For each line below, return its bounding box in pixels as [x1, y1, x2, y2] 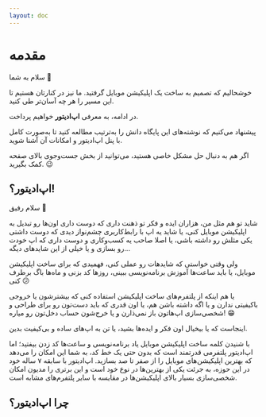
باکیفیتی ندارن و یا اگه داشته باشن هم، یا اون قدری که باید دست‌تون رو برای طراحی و [9, 299, 259, 310]
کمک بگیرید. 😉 [9, 159, 54, 168]
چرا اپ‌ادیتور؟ [9, 396, 70, 409]
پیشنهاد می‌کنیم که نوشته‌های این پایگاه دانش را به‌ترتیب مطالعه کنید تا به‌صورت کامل [9, 126, 256, 136]
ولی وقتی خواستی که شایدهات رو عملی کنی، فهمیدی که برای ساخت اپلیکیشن [9, 259, 238, 268]
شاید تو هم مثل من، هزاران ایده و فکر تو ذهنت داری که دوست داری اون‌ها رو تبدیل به [9, 218, 258, 228]
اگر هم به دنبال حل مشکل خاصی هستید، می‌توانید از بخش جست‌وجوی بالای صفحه [9, 150, 249, 160]
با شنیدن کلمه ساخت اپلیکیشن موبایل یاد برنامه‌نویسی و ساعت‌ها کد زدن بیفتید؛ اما [9, 339, 250, 349]
